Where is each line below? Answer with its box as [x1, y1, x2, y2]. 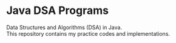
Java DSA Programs [6, 4, 109, 18]
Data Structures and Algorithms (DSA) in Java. [6, 24, 123, 31]
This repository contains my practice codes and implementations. [6, 30, 171, 37]
